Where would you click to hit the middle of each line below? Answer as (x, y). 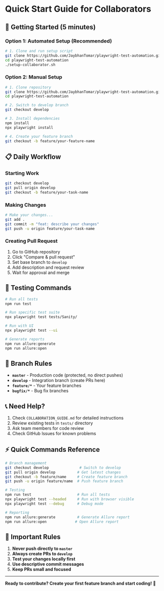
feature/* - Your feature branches (47, 386)
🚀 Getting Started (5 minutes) (51, 27)
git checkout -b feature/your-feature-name (50, 141)
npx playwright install (29, 127)
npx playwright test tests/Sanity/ (41, 317)
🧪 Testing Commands (38, 288)
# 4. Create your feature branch (39, 136)
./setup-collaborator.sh (30, 64)
